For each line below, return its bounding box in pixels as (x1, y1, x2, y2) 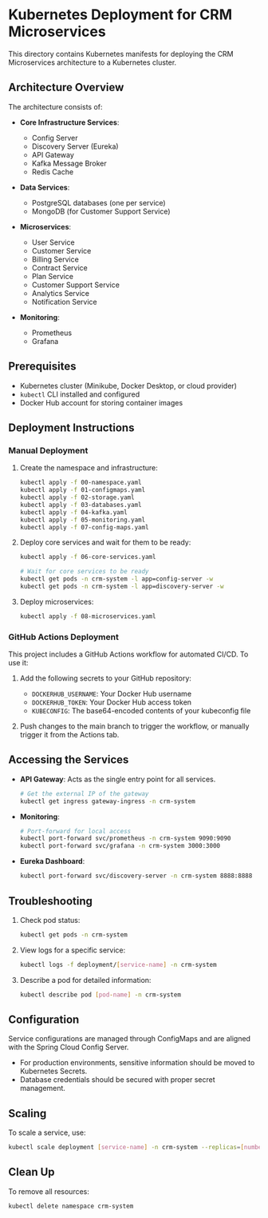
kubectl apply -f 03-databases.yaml (19, 501, 142, 509)
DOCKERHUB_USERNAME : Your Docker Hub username (31, 689, 192, 699)
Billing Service (31, 254, 80, 264)
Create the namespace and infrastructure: (19, 463, 158, 473)
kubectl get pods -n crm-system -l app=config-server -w (19, 575, 214, 583)
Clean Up (8, 1165, 55, 1179)
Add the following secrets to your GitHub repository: (19, 673, 191, 683)
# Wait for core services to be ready (19, 568, 149, 576)
